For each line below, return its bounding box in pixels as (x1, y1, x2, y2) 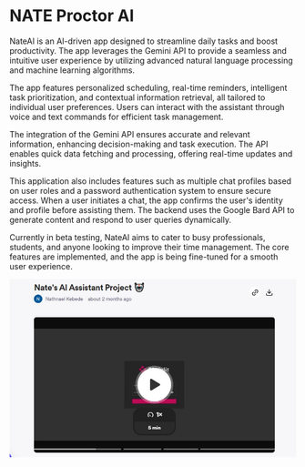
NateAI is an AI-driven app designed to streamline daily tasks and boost (9, 36, 279, 46)
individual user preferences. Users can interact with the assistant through (9, 101, 285, 112)
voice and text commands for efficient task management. (9, 111, 224, 122)
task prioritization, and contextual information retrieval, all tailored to (9, 92, 266, 103)
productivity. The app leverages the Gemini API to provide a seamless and (9, 45, 287, 56)
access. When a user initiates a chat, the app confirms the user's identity (9, 195, 284, 206)
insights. (9, 157, 42, 168)
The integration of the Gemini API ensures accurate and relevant (9, 128, 250, 139)
